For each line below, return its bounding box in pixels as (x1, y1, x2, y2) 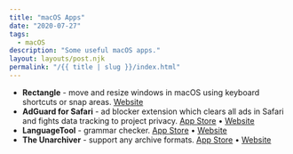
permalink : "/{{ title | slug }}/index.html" (9, 63, 180, 72)
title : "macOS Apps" (9, 12, 86, 22)
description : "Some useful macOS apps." (9, 46, 162, 55)
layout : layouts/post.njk (9, 54, 105, 63)
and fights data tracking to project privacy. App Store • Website (21, 115, 255, 126)
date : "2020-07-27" (9, 21, 82, 30)
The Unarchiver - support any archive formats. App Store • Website (21, 134, 272, 145)
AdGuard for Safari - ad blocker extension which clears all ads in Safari (21, 106, 284, 117)
